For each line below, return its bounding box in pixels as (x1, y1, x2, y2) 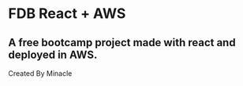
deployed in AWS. (8, 48, 98, 61)
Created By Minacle (8, 69, 73, 78)
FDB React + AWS (8, 5, 126, 23)
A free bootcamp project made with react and (8, 36, 236, 49)
